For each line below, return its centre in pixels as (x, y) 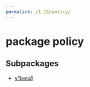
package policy (45, 41)
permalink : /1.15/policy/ (38, 12)
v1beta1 (24, 78)
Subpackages (32, 64)
